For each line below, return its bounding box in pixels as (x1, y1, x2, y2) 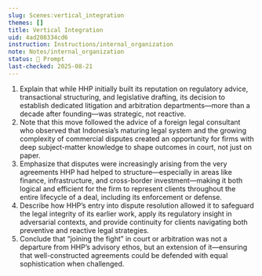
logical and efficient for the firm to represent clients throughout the (19, 183, 236, 193)
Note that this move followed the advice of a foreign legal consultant (19, 117, 241, 126)
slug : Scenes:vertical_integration (8, 11, 125, 20)
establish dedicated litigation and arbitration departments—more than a (19, 100, 251, 110)
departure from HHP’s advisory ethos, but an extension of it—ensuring (19, 242, 248, 252)
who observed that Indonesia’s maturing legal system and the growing (19, 125, 247, 135)
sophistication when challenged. (19, 259, 125, 268)
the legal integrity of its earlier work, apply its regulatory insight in (19, 209, 232, 218)
